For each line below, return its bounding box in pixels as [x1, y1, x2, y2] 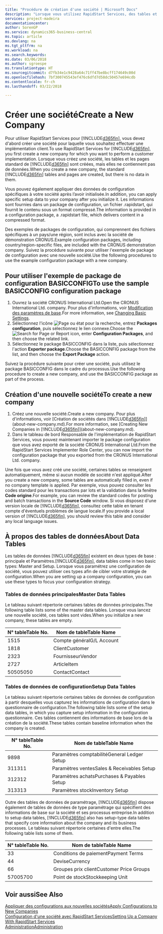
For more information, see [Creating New [66, 421, 148, 427]
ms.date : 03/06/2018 [5, 57, 47, 62]
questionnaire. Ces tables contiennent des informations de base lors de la [5, 715, 153, 721]
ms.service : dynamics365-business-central [5, 30, 92, 35]
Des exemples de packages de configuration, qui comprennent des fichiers [5, 226, 156, 232]
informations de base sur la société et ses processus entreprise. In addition [5, 810, 154, 815]
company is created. [5, 725, 46, 731]
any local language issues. [5, 519, 58, 524]
